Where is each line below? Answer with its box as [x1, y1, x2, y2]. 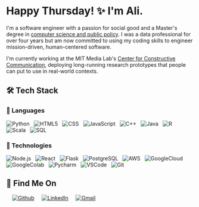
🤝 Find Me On [6, 178, 57, 189]
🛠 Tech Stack [6, 85, 58, 96]
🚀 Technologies [6, 141, 52, 150]
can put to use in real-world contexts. [6, 67, 98, 75]
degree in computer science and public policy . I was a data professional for [6, 30, 191, 38]
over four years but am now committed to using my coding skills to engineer [6, 37, 193, 44]
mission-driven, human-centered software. [6, 43, 112, 50]
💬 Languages [6, 106, 45, 115]
